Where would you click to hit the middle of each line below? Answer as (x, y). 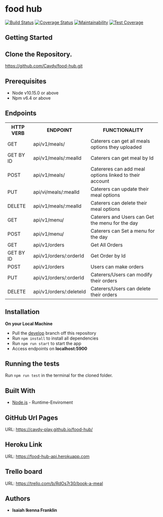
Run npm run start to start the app (47, 343)
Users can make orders (117, 267)
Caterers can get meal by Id (122, 158)
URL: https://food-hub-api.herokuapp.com (47, 456)
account (100, 181)
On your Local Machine (29, 324)
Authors (18, 499)
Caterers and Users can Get (122, 217)
